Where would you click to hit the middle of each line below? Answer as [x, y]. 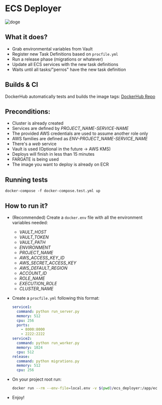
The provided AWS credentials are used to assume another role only [80, 133]
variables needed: [30, 223]
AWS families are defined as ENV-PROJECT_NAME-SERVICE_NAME [80, 139]
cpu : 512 [25, 352]
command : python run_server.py [48, 311]
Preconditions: [28, 111]
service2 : [22, 339]
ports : [23, 325]
